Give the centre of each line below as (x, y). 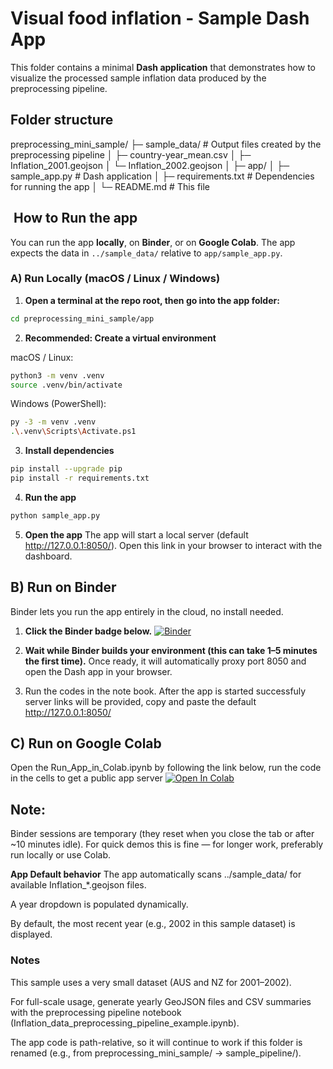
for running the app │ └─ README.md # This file (110, 186)
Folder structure (62, 120)
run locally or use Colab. (61, 855)
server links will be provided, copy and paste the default (140, 701)
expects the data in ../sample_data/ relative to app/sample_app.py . (146, 253)
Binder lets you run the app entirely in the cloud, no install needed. (147, 611)
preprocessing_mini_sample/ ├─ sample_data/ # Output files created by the (166, 144)
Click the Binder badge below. (88, 631)
